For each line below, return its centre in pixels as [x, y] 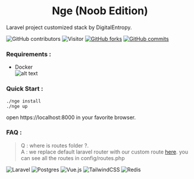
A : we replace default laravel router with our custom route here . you [104, 152]
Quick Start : [25, 89]
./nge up [17, 106]
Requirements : [29, 54]
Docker [24, 67]
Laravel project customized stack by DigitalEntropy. [69, 27]
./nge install [24, 101]
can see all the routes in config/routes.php [73, 158]
